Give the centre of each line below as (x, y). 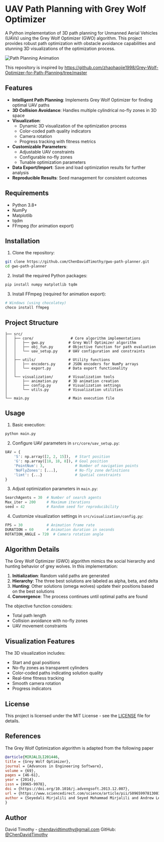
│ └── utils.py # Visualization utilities (64, 390)
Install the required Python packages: (50, 276)
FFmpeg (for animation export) (43, 225)
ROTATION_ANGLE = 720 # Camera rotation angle (54, 534)
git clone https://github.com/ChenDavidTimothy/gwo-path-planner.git (77, 262)
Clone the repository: (33, 253)
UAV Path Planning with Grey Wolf (76, 9)
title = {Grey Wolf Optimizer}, (38, 761)
